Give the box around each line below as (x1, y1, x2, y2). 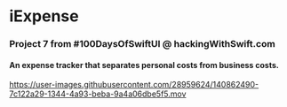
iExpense (9, 6, 79, 27)
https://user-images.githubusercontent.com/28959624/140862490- (9, 80, 259, 90)
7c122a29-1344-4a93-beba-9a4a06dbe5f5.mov (9, 88, 187, 99)
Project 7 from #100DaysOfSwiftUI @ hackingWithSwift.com (9, 38, 275, 50)
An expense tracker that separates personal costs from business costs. (9, 59, 280, 70)
